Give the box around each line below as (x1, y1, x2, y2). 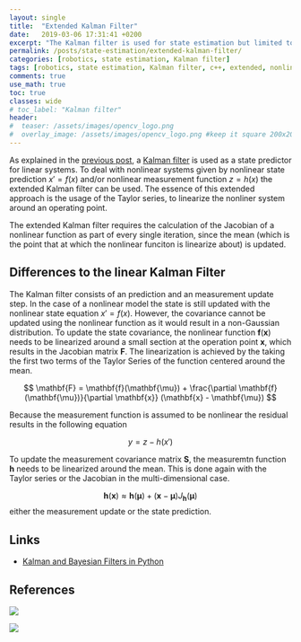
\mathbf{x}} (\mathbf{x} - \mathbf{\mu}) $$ (115, 391, 278, 402)
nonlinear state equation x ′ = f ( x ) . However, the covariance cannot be (9, 307, 266, 319)
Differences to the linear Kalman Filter (9, 265, 226, 280)
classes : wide (9, 96, 63, 106)
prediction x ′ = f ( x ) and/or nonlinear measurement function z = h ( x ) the (9, 173, 273, 184)
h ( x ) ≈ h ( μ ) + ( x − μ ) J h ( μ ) (103, 490, 198, 503)
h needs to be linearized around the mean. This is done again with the (9, 463, 267, 474)
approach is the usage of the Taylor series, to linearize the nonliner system (9, 192, 285, 203)
